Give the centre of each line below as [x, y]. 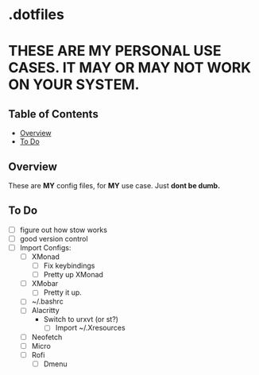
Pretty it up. [62, 292]
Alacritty [45, 311]
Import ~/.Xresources [90, 328]
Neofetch [47, 337]
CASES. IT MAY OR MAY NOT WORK [130, 68]
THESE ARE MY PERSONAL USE [115, 51]
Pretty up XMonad [73, 275]
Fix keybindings [69, 266]
